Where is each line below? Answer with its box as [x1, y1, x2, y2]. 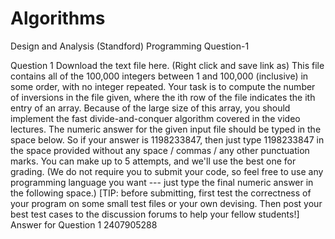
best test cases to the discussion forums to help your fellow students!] [10, 208, 300, 220]
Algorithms [10, 7, 106, 30]
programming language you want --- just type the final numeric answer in [10, 176, 314, 188]
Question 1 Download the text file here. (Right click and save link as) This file [10, 59, 325, 71]
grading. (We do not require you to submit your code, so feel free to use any [10, 165, 324, 177]
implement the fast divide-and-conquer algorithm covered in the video [10, 112, 301, 124]
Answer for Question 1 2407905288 [10, 218, 158, 231]
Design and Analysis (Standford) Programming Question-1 [10, 40, 250, 52]
